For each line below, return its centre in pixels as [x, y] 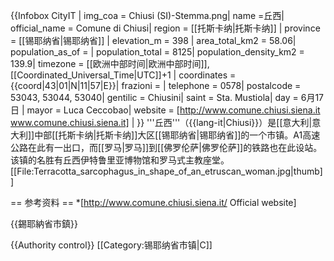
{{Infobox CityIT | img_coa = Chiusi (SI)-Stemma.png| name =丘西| [147, 15]
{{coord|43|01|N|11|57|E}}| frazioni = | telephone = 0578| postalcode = [156, 85]
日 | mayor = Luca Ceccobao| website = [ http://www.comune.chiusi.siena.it [165, 110]
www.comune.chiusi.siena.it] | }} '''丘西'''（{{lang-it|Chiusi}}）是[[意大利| [161, 122]
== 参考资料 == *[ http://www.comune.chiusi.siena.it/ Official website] [153, 202]
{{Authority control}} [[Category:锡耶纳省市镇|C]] [111, 245]
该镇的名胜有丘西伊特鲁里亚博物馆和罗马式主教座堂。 [120, 160]
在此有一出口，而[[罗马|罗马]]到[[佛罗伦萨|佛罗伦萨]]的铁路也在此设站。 [175, 147]
